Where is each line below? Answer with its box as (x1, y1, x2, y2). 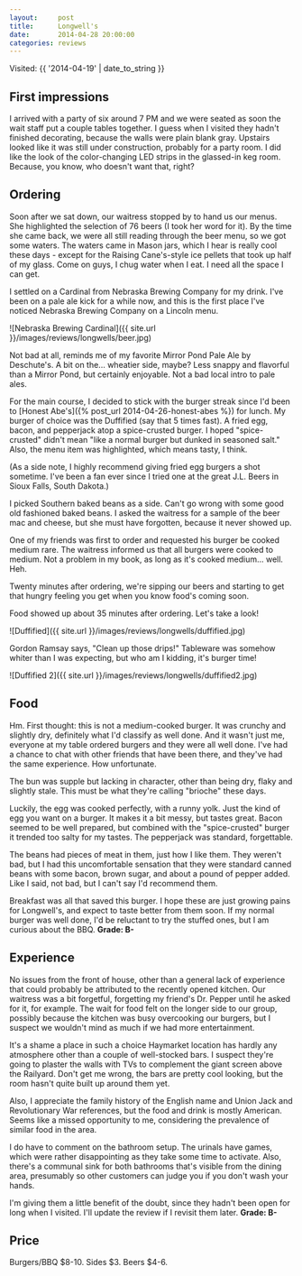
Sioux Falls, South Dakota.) (9, 480, 110, 491)
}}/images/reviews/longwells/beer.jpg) (9, 332, 151, 343)
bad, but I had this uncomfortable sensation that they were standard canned (9, 858, 292, 869)
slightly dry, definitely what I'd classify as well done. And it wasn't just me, (9, 730, 286, 740)
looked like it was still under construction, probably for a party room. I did (9, 142, 281, 153)
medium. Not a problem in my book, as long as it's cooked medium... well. (9, 554, 284, 565)
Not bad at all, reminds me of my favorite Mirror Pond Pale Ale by (9, 349, 252, 361)
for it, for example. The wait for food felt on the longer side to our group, (9, 1003, 278, 1014)
